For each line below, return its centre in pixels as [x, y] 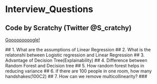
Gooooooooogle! [23, 40]
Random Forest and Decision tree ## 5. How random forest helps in [75, 66]
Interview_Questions [49, 9]
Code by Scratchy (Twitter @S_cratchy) [68, 28]
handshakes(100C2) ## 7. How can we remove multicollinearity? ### [76, 76]
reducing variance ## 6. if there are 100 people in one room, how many [78, 71]
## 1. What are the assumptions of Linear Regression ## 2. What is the [78, 50]
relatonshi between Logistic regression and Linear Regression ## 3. [75, 55]
